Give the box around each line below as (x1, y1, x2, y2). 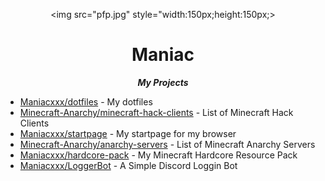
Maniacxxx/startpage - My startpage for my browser (19, 127, 237, 139)
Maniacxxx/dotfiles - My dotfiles (19, 95, 153, 108)
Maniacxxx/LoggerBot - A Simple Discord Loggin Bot (19, 159, 238, 171)
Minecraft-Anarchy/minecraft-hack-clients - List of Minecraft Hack (19, 106, 294, 118)
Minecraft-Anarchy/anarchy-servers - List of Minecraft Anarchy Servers (19, 138, 316, 150)
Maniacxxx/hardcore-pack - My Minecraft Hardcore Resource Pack (19, 149, 298, 161)
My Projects (137, 76, 189, 88)
